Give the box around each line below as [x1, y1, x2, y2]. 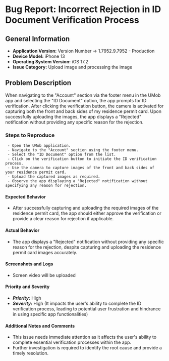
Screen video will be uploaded [12, 272, 76, 278]
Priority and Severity [5, 284, 50, 290]
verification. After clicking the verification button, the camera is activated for [5, 103, 164, 109]
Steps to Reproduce [5, 132, 55, 139]
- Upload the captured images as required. [7, 174, 100, 179]
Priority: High [12, 295, 41, 301]
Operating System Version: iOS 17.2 [12, 59, 88, 64]
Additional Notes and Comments [5, 323, 75, 329]
